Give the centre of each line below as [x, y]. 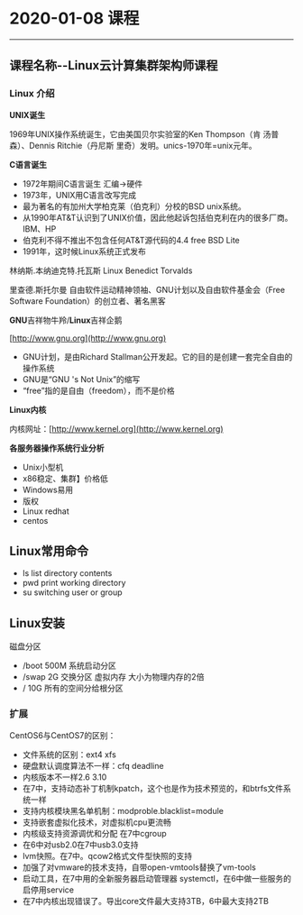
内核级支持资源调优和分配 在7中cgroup [94, 833]
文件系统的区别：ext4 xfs [69, 755]
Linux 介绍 [32, 94]
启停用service [48, 890]
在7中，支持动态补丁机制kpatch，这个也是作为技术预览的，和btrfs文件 [153, 788]
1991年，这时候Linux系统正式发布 [84, 251]
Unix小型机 [43, 467]
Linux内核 [28, 409]
